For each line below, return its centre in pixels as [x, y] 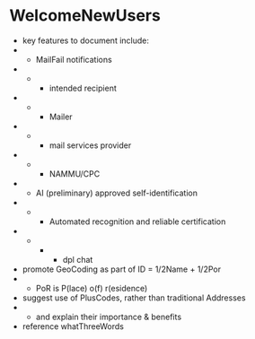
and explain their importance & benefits [109, 317]
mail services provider [90, 145]
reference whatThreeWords [73, 326]
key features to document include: [86, 40]
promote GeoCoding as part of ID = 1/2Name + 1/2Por [122, 269]
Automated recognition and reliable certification [137, 222]
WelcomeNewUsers [85, 16]
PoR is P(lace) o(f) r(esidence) [92, 288]
